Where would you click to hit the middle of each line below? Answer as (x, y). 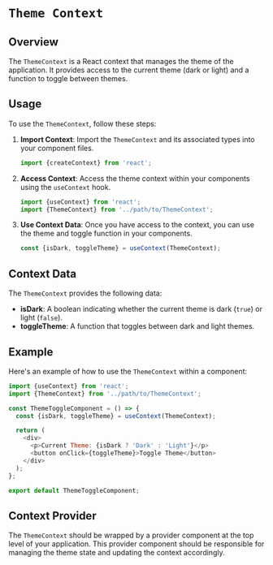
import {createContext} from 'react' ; (86, 163)
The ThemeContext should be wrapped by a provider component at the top (131, 535)
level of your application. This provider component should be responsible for (136, 544)
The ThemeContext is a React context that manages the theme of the (121, 61)
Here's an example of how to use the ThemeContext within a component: (128, 371)
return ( (30, 431)
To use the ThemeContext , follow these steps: (82, 123)
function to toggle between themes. (68, 78)
